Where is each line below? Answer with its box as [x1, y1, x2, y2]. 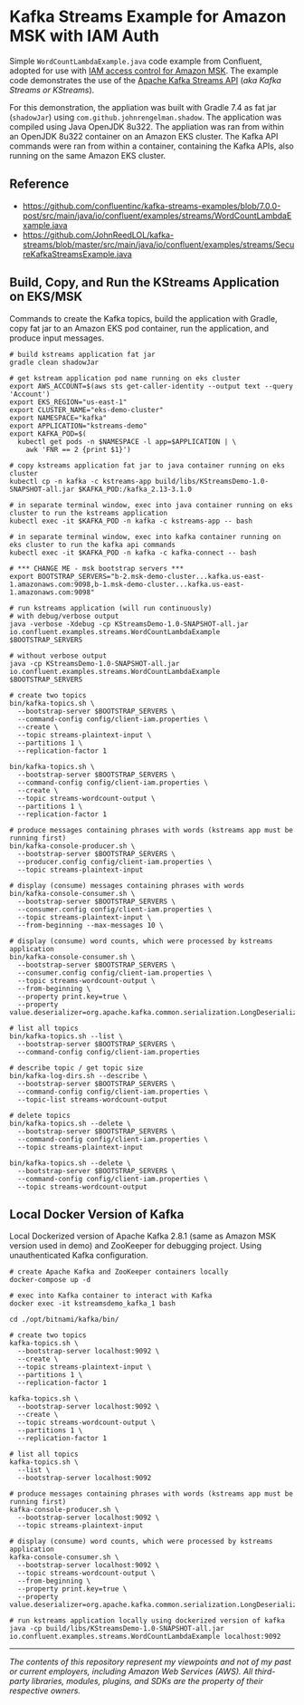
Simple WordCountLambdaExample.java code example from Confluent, [9, 55, 262, 66]
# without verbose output [9, 650, 107, 660]
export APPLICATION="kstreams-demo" [9, 421, 147, 430]
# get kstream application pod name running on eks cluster [9, 373, 242, 382]
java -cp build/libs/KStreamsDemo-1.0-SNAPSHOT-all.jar [9, 1624, 224, 1633]
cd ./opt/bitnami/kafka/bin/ [9, 1315, 119, 1325]
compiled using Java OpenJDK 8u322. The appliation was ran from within [9, 120, 285, 132]
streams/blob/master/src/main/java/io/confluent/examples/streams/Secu [22, 238, 295, 250]
